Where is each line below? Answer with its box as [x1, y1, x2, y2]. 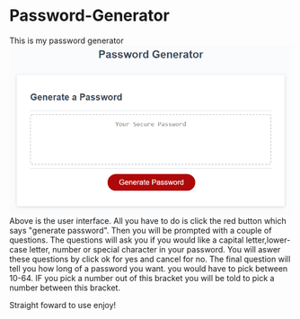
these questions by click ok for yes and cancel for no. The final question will [9, 253, 291, 264]
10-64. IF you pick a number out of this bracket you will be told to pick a [9, 272, 275, 283]
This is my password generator [9, 35, 124, 46]
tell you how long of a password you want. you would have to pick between [9, 262, 288, 274]
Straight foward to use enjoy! [9, 299, 117, 310]
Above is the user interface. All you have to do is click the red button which [9, 215, 287, 226]
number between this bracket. [9, 282, 121, 293]
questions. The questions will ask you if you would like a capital [9, 235, 244, 245]
